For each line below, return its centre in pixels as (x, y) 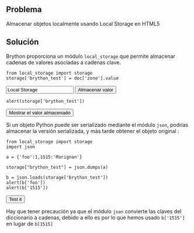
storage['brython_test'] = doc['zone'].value (62, 78)
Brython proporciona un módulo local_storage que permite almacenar (91, 56)
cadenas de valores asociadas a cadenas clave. (64, 62)
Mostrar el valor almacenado (40, 112)
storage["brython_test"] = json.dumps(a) (57, 167)
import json (20, 147)
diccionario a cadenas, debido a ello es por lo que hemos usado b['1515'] (96, 217)
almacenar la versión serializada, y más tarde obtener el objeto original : (93, 131)
